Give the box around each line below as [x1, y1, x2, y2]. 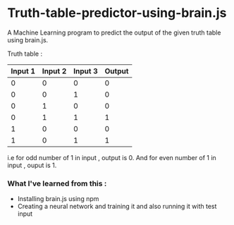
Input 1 [11, 66, 35, 75]
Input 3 [73, 66, 98, 75]
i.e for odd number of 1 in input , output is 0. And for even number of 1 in [7, 153, 216, 162]
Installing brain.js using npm [17, 195, 99, 203]
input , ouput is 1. [7, 161, 57, 169]
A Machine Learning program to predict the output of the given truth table [7, 28, 221, 37]
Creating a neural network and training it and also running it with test [17, 202, 217, 211]
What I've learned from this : [7, 178, 107, 188]
